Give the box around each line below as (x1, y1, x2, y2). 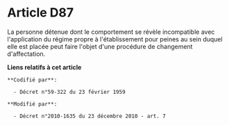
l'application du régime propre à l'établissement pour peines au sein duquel (7, 35, 223, 43)
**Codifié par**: (7, 76, 58, 84)
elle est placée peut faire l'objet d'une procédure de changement (7, 42, 193, 50)
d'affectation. (7, 50, 46, 58)
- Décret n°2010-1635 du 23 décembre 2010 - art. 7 (13, 113, 167, 119)
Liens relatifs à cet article (7, 63, 82, 71)
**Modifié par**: (7, 100, 58, 108)
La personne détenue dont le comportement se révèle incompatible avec (7, 28, 215, 36)
